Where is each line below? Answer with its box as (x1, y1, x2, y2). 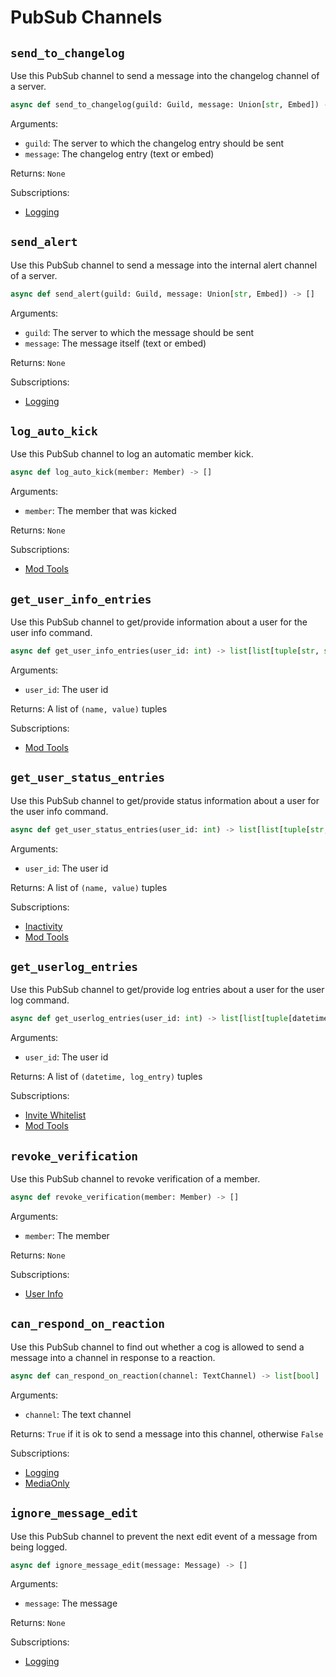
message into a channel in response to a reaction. (10, 1351, 216, 1363)
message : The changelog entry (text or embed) (24, 147, 215, 160)
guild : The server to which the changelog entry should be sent (24, 137, 285, 149)
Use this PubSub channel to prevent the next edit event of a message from (10, 1530, 318, 1542)
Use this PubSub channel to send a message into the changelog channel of (10, 70, 320, 81)
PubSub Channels (10, 6, 163, 29)
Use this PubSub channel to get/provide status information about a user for (10, 794, 320, 806)
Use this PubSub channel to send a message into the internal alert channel (10, 259, 318, 271)
